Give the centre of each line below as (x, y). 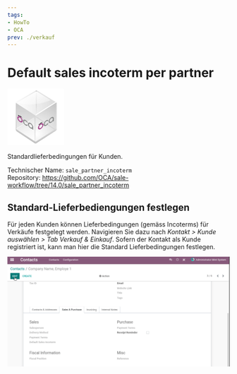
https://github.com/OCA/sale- (85, 178)
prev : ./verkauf (31, 37)
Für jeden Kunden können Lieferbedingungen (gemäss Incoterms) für (108, 224)
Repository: (24, 178)
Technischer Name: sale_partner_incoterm (70, 170)
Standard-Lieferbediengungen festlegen (99, 207)
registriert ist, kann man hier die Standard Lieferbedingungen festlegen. (111, 247)
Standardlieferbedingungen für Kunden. (65, 157)
